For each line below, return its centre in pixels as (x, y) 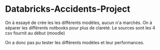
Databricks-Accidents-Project (68, 9)
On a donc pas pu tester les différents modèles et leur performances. (75, 42)
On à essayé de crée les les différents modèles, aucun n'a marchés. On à (79, 23)
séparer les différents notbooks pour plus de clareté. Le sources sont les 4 (80, 27)
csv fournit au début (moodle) (35, 33)
